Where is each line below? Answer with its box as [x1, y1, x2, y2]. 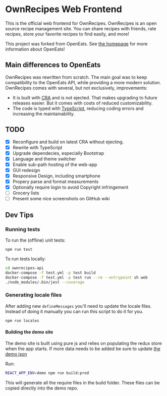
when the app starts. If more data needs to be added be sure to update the [5, 346, 160, 352]
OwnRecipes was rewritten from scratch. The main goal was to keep [5, 74, 147, 80]
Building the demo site [5, 329, 53, 335]
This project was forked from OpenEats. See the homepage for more [5, 40, 148, 46]
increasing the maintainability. [12, 110, 75, 117]
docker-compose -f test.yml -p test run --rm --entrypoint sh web [5, 275, 148, 280]
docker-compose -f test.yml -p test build [5, 270, 96, 275]
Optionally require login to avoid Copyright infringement [12, 184, 129, 190]
